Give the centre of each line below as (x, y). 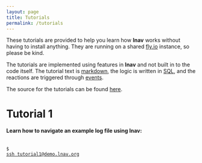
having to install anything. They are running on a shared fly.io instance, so (98, 46)
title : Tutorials (28, 18)
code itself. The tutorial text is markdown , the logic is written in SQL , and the (101, 71)
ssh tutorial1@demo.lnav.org (43, 154)
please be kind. (25, 53)
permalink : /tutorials (35, 23)
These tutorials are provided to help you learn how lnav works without (93, 40)
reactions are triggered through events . (55, 78)
